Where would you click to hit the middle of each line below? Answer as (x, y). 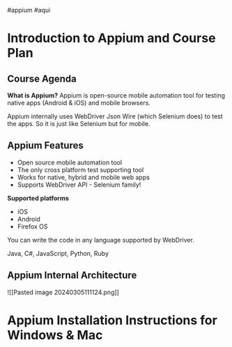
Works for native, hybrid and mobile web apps (83, 177)
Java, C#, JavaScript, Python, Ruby (58, 253)
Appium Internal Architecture (72, 276)
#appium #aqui (29, 10)
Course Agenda (42, 78)
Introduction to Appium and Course (111, 38)
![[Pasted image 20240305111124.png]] (63, 292)
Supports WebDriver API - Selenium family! (79, 185)
